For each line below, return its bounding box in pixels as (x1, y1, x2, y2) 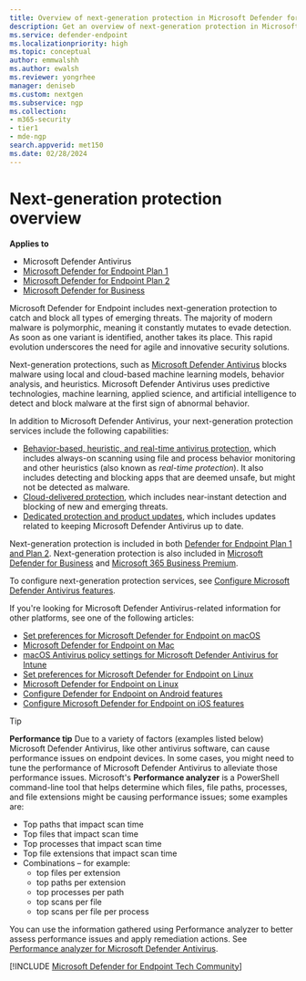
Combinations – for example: (22, 857, 130, 868)
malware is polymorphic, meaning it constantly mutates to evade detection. (9, 321, 291, 333)
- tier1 (9, 124, 39, 133)
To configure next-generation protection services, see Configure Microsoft (9, 575, 290, 586)
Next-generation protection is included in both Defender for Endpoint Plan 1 (9, 537, 293, 548)
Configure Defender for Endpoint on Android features (22, 688, 223, 699)
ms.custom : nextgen (9, 89, 84, 99)
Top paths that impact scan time (22, 819, 144, 830)
